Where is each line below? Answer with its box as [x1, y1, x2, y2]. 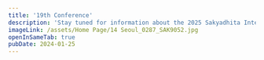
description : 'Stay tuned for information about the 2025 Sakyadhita [8, 19, 241, 26]
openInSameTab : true [8, 33, 76, 41]
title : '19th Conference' [8, 11, 93, 19]
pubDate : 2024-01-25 [8, 41, 76, 48]
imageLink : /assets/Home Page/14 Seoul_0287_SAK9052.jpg [8, 26, 199, 34]
